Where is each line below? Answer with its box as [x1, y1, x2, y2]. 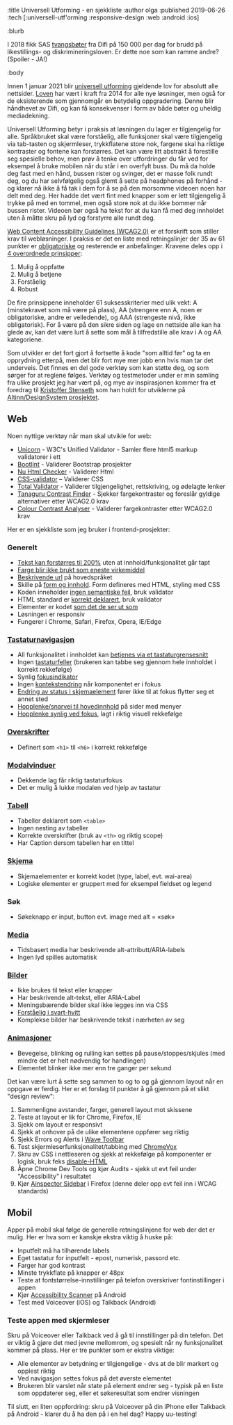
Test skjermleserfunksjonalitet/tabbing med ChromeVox [17, 1142, 177, 1150]
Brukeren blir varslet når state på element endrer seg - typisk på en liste [17, 1381, 224, 1390]
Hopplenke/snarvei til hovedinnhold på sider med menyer [17, 702, 182, 711]
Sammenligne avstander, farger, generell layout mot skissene [17, 1105, 193, 1113]
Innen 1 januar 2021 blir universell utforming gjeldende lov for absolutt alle [7, 82, 218, 90]
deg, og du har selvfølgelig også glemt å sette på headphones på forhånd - [7, 177, 223, 185]
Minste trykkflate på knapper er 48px [17, 1269, 124, 1277]
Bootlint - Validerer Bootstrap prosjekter [17, 460, 132, 468]
